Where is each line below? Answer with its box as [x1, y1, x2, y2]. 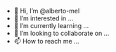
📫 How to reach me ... [13, 37, 79, 45]
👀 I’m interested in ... [13, 14, 74, 22]
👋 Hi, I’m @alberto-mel [13, 7, 80, 15]
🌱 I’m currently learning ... [13, 22, 89, 30]
